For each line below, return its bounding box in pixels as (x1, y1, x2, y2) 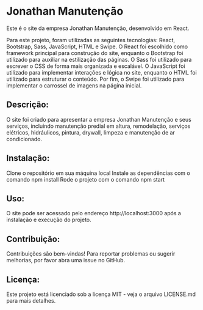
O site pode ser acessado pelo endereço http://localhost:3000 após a (6, 210, 182, 217)
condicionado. (6, 135, 43, 142)
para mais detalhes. (6, 297, 56, 304)
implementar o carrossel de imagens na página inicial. (6, 81, 142, 89)
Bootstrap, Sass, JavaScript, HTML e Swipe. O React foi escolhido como (6, 43, 188, 50)
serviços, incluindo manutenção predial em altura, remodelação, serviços (6, 122, 191, 130)
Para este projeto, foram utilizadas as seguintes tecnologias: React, (6, 36, 176, 43)
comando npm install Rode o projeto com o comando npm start (6, 175, 165, 183)
